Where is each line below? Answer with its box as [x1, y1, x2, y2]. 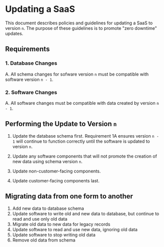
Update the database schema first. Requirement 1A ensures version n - [12, 133, 159, 139]
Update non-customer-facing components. [12, 168, 101, 174]
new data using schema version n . [12, 158, 83, 165]
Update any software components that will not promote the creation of [12, 153, 157, 159]
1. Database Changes [5, 60, 57, 67]
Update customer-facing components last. [12, 177, 100, 183]
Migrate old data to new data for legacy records [12, 221, 111, 227]
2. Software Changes [5, 88, 57, 95]
